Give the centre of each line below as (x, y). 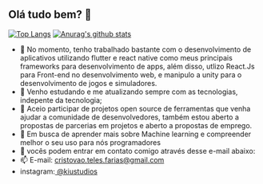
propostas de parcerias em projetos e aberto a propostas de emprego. (136, 125)
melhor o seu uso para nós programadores (90, 142)
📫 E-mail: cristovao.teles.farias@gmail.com (92, 159)
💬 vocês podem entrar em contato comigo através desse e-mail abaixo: (137, 151)
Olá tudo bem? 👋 (50, 15)
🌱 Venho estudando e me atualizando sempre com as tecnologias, (129, 92)
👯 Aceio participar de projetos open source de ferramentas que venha (135, 108)
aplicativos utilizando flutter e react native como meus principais (126, 57)
